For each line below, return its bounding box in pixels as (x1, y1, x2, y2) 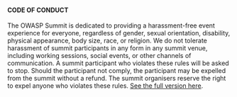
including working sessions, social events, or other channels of (7, 52, 192, 60)
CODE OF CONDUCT (7, 6, 69, 14)
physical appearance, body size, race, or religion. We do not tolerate (7, 36, 208, 45)
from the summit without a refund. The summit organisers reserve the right (7, 74, 226, 83)
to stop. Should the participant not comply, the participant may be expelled (7, 67, 226, 75)
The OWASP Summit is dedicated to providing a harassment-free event (7, 21, 215, 30)
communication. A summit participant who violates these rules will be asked (7, 59, 229, 67)
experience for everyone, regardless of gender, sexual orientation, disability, (7, 29, 231, 38)
